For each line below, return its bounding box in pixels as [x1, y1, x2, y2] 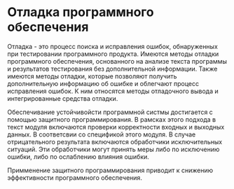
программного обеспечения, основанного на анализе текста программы [7, 57, 228, 65]
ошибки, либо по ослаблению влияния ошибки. [7, 152, 149, 161]
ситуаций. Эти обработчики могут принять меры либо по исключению [7, 145, 220, 153]
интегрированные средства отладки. [7, 94, 118, 102]
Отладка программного [7, 4, 154, 20]
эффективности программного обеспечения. [7, 173, 142, 182]
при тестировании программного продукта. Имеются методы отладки [7, 50, 219, 58]
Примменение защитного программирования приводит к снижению [7, 166, 214, 174]
